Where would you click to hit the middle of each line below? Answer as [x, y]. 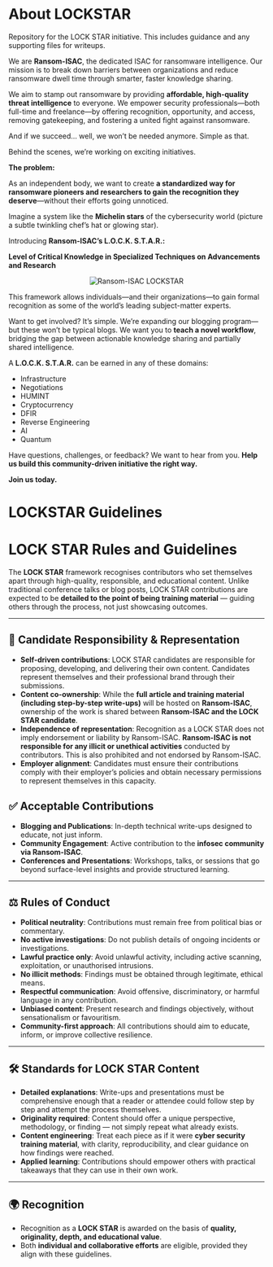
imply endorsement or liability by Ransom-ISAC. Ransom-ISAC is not [136, 737]
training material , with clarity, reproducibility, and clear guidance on [134, 1144]
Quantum [36, 439]
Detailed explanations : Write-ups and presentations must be [122, 1093]
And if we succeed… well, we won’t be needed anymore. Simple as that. [129, 136]
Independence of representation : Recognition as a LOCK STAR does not [142, 729]
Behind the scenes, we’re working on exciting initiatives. [102, 151]
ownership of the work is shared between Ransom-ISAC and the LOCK [139, 711]
